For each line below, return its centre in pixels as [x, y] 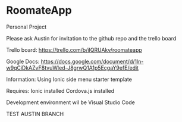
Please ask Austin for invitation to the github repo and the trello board [91, 38]
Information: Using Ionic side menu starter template [69, 79]
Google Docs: [23, 61]
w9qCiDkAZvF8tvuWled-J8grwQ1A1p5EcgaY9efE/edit [72, 68]
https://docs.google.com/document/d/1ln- [92, 61]
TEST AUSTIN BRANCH [35, 114]
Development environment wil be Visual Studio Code [70, 102]
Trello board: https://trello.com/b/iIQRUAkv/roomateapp [74, 50]
